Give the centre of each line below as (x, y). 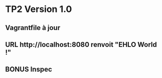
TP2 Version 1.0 (39, 9)
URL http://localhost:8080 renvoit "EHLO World (81, 44)
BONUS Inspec (29, 69)
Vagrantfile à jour (33, 28)
